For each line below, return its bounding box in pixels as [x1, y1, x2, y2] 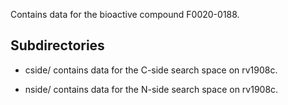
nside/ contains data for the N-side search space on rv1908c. [24, 83, 279, 95]
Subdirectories [10, 37, 105, 54]
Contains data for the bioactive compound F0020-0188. [10, 9, 240, 20]
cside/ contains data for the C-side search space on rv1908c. [24, 64, 278, 76]
